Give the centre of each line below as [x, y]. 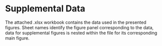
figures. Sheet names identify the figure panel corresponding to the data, [80, 27]
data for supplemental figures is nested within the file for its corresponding [81, 33]
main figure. [17, 38]
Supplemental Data [45, 9]
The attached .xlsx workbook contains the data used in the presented [76, 22]
